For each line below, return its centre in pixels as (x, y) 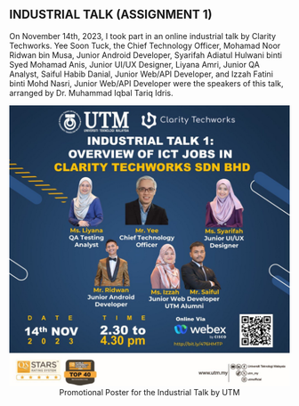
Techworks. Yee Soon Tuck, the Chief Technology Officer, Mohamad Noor (145, 45)
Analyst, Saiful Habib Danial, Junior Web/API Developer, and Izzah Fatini (141, 74)
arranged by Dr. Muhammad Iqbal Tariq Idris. (91, 93)
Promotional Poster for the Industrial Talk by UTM (149, 392)
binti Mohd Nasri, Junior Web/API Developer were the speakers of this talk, (146, 83)
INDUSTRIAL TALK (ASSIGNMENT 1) (111, 15)
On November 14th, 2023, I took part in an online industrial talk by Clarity (143, 36)
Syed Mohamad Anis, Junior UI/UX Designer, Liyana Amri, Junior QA (134, 64)
